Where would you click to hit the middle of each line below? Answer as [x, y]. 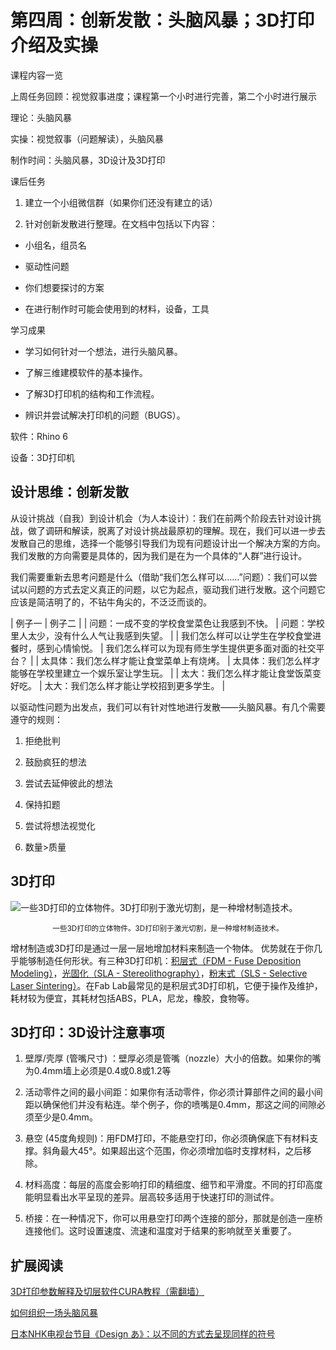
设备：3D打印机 [42, 457]
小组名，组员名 [55, 245]
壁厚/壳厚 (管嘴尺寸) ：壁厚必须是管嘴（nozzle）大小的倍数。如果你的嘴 [173, 1058]
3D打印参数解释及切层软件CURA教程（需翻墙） [107, 1292]
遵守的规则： [36, 719]
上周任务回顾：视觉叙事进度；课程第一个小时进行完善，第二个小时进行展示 [163, 96]
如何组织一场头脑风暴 [54, 1313]
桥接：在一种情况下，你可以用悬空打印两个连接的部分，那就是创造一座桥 [173, 1218]
